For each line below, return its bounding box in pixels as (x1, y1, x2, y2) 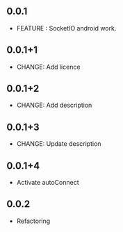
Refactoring (16, 217, 51, 225)
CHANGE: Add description (16, 101, 92, 110)
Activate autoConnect (16, 179, 79, 187)
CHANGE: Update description (16, 140, 101, 148)
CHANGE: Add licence (16, 63, 81, 71)
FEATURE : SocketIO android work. (16, 24, 117, 32)
